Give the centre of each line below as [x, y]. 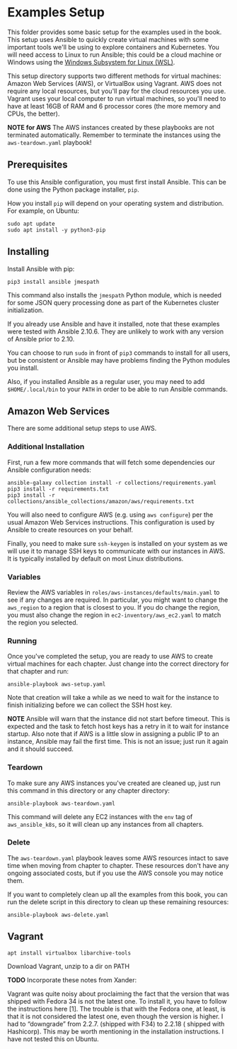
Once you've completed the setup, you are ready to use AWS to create [110, 657]
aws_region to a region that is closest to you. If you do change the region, [114, 607]
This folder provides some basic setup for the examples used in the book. [115, 32]
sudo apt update [31, 224]
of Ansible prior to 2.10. [41, 339]
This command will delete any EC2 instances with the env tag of [100, 816]
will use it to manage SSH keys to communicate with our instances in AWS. [116, 551]
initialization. [25, 310]
